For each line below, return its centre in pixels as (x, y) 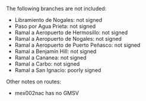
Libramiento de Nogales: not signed (58, 20)
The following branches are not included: (56, 9)
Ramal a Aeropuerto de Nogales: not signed (68, 39)
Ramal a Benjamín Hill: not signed (55, 51)
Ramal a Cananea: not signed (51, 58)
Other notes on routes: (34, 82)
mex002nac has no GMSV (47, 93)
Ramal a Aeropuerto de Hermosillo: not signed (71, 32)
